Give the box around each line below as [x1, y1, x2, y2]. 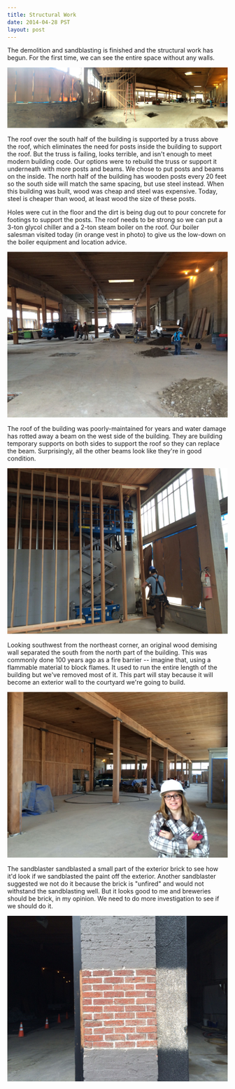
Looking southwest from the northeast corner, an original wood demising [7, 641, 218, 649]
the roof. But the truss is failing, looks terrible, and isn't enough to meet [7, 149, 212, 158]
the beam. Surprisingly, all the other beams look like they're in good [7, 446, 202, 455]
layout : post [7, 26, 45, 33]
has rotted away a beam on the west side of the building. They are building [7, 432, 222, 440]
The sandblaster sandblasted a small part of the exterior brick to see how [7, 864, 219, 872]
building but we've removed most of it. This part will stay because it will [7, 670, 213, 679]
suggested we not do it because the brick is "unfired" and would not [7, 879, 204, 888]
